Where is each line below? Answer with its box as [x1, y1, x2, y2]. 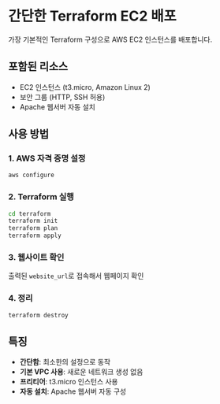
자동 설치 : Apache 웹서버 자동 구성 [19, 387, 127, 396]
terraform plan [8, 224, 58, 232]
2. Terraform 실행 [8, 191, 75, 202]
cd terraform [8, 209, 51, 217]
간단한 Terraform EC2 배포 [8, 7, 177, 25]
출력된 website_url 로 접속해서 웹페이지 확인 [8, 271, 144, 280]
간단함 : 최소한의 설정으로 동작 [19, 358, 111, 367]
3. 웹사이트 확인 [8, 252, 65, 263]
